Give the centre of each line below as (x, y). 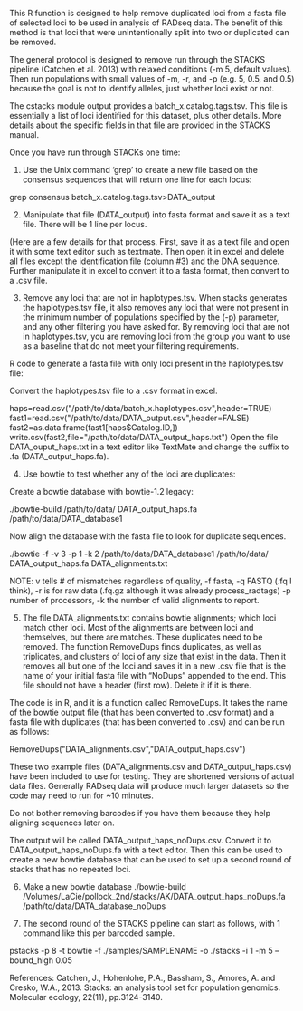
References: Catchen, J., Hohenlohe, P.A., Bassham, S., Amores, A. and (142, 978)
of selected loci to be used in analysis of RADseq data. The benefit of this (146, 23)
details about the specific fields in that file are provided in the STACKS (140, 125)
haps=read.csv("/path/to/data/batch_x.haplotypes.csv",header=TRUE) (141, 408)
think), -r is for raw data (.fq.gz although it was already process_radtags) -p (150, 591)
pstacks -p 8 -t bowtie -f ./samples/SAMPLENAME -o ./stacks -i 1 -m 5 (141, 951)
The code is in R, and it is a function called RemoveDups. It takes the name (148, 703)
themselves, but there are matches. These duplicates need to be (142, 637)
